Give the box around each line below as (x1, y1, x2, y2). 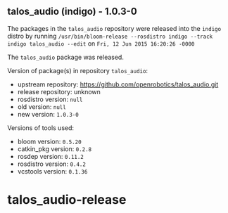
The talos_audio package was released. (7, 53, 125, 61)
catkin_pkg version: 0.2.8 (17, 144, 92, 153)
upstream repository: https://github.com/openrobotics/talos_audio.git (17, 80, 219, 89)
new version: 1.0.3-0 (17, 110, 79, 118)
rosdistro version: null (17, 95, 83, 103)
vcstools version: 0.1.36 (17, 167, 88, 175)
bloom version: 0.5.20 (17, 137, 82, 146)
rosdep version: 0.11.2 (17, 152, 84, 160)
